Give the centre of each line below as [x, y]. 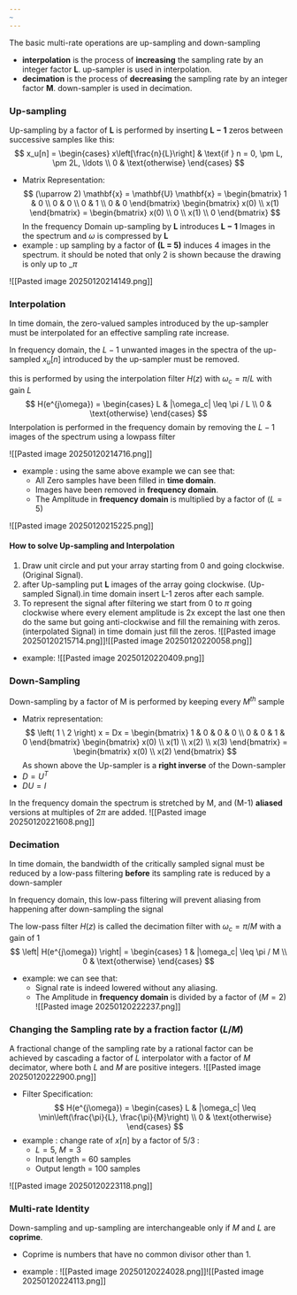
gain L [20, 389]
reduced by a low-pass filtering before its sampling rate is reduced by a [140, 873]
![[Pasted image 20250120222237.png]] [108, 1006]
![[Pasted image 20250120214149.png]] [81, 281]
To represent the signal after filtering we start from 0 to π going [137, 604]
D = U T [35, 775]
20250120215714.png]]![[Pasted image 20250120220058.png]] [137, 641]
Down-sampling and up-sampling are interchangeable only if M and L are [142, 1228]
